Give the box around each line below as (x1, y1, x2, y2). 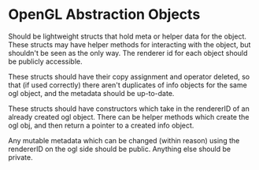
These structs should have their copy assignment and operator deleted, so (8, 72, 250, 81)
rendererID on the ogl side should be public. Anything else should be (8, 144, 231, 153)
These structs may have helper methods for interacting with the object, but (8, 39, 251, 49)
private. (8, 152, 33, 162)
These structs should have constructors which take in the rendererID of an (8, 104, 250, 113)
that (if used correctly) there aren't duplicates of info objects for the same (8, 80, 248, 90)
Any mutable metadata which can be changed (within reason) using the (8, 135, 240, 145)
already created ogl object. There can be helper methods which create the (8, 112, 250, 121)
